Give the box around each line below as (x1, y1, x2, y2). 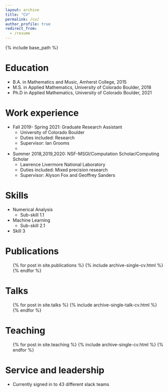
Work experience (5, 107, 79, 119)
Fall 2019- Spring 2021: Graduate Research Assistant (12, 124, 123, 130)
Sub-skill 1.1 (20, 212, 44, 218)
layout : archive (5, 7, 39, 13)
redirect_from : (5, 26, 37, 31)
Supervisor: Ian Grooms (20, 140, 70, 146)
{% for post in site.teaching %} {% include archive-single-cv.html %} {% (12, 341, 164, 348)
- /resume (10, 31, 30, 36)
